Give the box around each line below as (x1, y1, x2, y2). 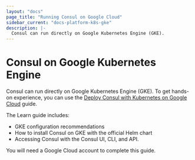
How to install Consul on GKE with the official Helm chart (14, 129, 153, 136)
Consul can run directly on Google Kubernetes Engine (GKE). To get (6, 88, 171, 95)
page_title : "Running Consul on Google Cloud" (6, 14, 123, 20)
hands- (171, 88, 190, 95)
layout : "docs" (6, 8, 44, 15)
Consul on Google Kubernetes (6, 56, 156, 69)
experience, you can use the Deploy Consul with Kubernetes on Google (14, 94, 187, 101)
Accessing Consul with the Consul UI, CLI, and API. (14, 136, 140, 143)
